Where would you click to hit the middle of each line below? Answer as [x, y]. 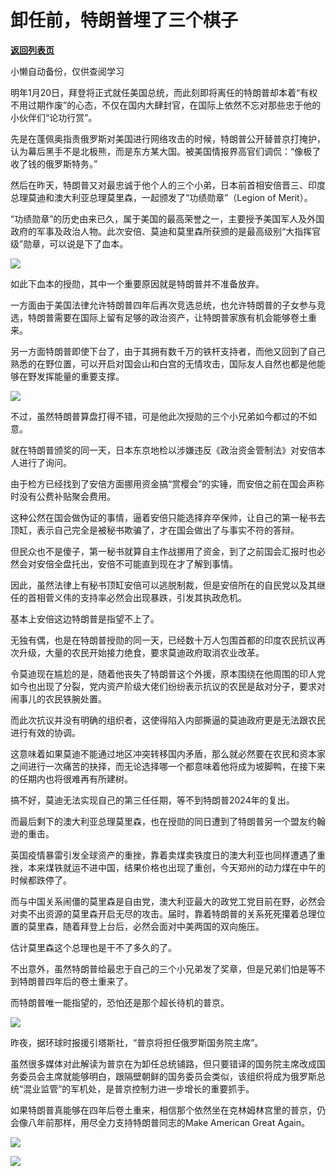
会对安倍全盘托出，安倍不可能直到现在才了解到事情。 [128, 563]
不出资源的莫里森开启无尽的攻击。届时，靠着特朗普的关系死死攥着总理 [172, 913]
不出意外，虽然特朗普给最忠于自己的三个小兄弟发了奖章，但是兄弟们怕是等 [163, 968]
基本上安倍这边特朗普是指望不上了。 [85, 618]
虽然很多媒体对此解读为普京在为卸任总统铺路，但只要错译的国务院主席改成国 [168, 1063]
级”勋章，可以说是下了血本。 [69, 243]
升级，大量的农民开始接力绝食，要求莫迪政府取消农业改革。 [141, 652]
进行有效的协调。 [45, 732]
